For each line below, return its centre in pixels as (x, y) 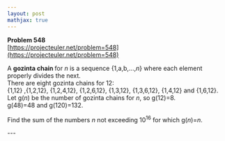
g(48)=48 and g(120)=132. (45, 105)
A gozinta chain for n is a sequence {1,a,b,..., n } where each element (105, 68)
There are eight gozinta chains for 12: (61, 83)
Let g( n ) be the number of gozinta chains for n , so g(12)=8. (92, 97)
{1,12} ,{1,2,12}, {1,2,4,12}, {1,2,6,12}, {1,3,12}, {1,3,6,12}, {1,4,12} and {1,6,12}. (113, 90)
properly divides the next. (44, 75)
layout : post (26, 14)
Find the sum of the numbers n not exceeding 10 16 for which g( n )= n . (105, 119)
